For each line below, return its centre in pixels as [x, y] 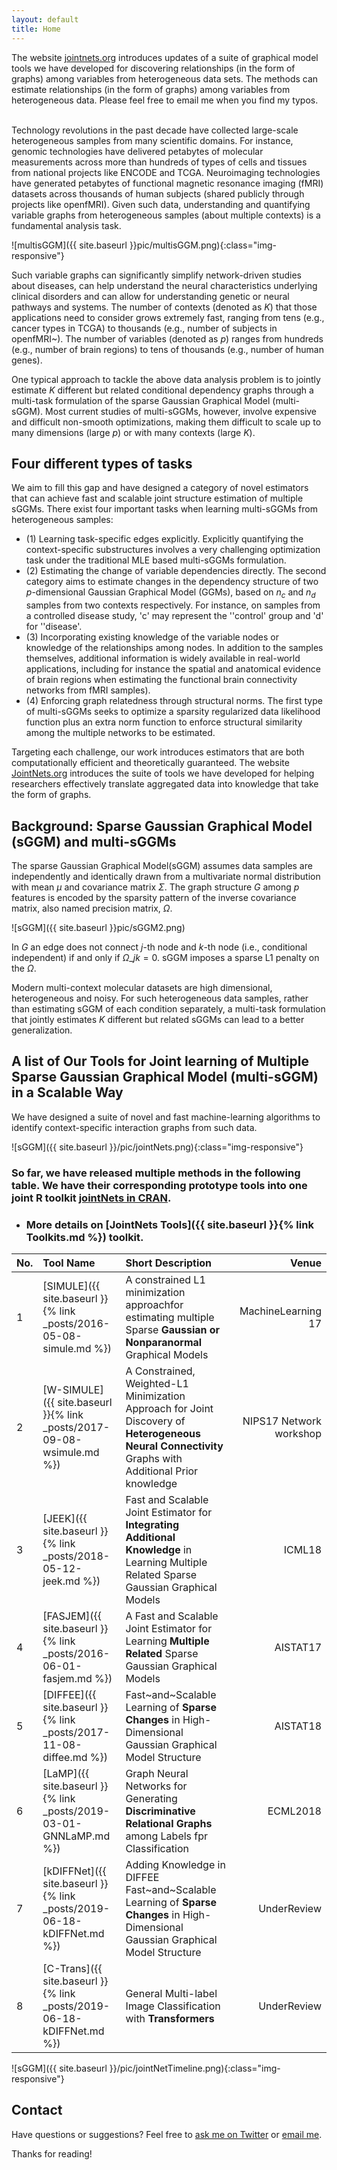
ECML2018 [294, 1811]
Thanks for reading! [52, 2153]
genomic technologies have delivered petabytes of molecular [137, 151]
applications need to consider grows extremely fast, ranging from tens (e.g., [168, 317]
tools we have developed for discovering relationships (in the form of [153, 68]
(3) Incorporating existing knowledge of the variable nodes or [152, 637]
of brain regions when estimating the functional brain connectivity [161, 680]
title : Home [36, 29]
